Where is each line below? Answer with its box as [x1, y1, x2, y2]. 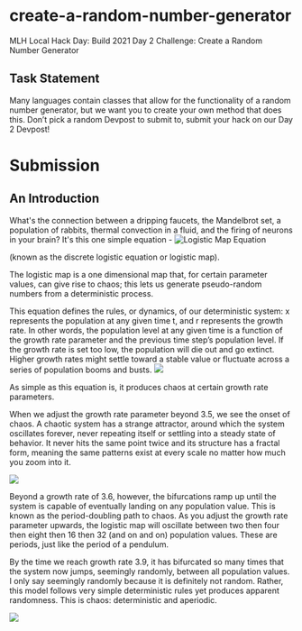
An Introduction [9, 191, 100, 206]
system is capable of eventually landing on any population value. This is [9, 500, 277, 511]
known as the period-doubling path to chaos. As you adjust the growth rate [9, 510, 288, 521]
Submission [9, 155, 101, 176]
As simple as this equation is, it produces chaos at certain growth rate [9, 381, 269, 392]
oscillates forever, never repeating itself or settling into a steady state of [9, 427, 277, 438]
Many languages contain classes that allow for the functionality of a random [9, 95, 291, 105]
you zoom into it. [9, 456, 72, 467]
